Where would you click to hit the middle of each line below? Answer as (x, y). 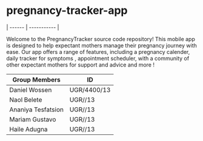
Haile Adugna (28, 129)
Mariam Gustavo (33, 119)
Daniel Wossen (31, 90)
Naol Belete (26, 99)
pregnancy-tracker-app (67, 11)
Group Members (36, 79)
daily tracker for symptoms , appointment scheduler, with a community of (98, 58)
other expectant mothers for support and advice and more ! (80, 65)
